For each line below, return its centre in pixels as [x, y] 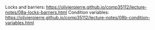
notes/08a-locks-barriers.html [36, 12]
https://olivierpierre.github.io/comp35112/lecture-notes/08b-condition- [78, 17]
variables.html [20, 23]
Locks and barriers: [25, 7]
